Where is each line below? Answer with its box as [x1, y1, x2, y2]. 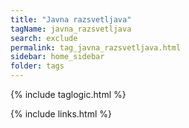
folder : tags [10, 61, 65, 71]
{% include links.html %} [10, 108, 112, 120]
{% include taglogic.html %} [10, 89, 127, 100]
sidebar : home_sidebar [10, 52, 105, 62]
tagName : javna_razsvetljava [10, 24, 132, 34]
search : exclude [10, 33, 78, 43]
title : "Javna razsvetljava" [10, 14, 132, 25]
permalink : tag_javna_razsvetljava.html [10, 42, 182, 53]
